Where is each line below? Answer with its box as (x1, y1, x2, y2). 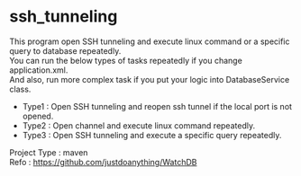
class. (9, 84, 32, 94)
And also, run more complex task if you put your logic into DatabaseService (9, 74, 290, 84)
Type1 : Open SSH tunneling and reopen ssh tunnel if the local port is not (22, 101, 293, 111)
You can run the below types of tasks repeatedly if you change (9, 55, 243, 66)
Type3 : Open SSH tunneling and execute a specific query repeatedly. (22, 129, 282, 140)
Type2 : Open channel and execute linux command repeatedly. (22, 119, 255, 131)
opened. (22, 110, 54, 121)
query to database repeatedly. (9, 45, 122, 56)
